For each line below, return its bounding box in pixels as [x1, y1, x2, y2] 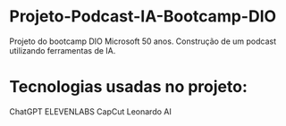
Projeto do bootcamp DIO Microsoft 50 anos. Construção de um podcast [9, 36, 277, 46]
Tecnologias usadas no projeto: [9, 77, 248, 97]
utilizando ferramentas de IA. [9, 45, 116, 55]
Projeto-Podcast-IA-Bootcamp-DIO [9, 6, 277, 27]
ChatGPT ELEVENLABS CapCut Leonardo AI [9, 105, 172, 117]
